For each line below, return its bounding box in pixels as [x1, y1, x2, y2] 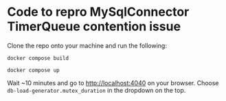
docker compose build [7, 54, 69, 62]
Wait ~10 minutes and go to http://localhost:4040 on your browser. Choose [7, 78, 219, 87]
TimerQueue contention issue [7, 19, 181, 34]
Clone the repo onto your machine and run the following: [7, 41, 167, 49]
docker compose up [7, 67, 60, 74]
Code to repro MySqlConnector [7, 4, 190, 20]
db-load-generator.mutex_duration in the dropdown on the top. [7, 86, 186, 94]
